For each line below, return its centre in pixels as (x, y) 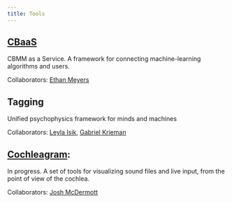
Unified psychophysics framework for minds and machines (92, 119)
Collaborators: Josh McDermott (53, 192)
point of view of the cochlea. (48, 178)
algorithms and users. (38, 66)
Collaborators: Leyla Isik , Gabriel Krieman (67, 132)
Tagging (26, 102)
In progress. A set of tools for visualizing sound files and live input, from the (116, 171)
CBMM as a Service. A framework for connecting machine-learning (104, 59)
